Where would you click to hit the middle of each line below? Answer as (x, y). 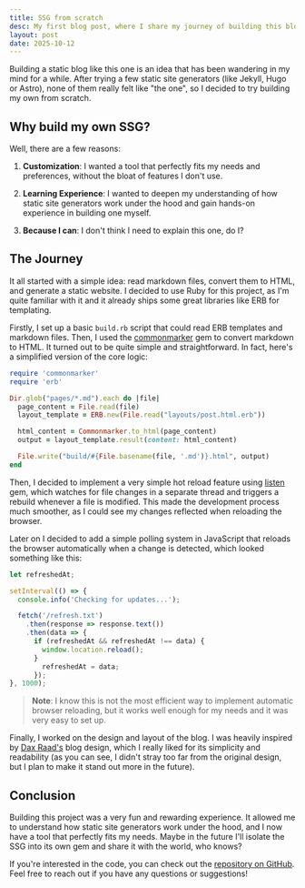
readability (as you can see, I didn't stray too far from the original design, (146, 757)
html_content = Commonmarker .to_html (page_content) (118, 432)
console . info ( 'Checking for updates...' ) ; (99, 600)
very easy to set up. (69, 721)
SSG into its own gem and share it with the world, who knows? (126, 846)
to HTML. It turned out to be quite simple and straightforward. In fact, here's (151, 347)
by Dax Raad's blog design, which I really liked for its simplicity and (135, 748)
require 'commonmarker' (54, 373)
